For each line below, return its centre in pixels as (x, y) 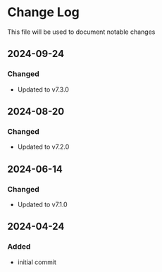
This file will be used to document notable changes (81, 32)
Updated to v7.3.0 (43, 89)
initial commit (37, 262)
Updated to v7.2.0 (43, 147)
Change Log (43, 12)
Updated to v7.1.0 (43, 204)
